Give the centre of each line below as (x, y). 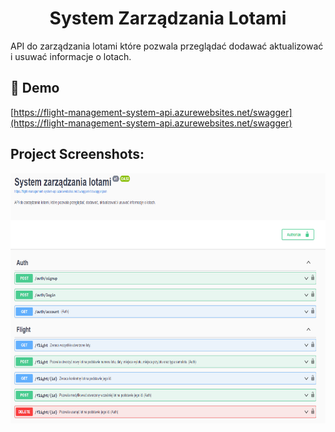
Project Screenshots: (77, 154)
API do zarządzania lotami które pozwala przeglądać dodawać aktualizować (167, 46)
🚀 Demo (35, 88)
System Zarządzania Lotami (168, 18)
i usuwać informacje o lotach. (71, 56)
